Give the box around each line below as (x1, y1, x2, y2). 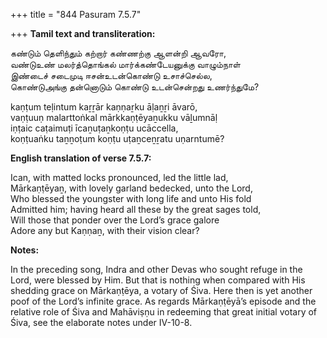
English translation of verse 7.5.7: (10, 152, 152, 164)
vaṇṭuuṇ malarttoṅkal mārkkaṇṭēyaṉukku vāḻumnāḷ (10, 112, 218, 123)
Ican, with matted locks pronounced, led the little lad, (10, 172, 229, 183)
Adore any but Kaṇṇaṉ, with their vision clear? (10, 225, 200, 236)
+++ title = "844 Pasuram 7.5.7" (10, 9, 142, 20)
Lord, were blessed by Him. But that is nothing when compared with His (10, 274, 306, 286)
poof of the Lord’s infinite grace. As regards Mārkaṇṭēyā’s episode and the (10, 295, 317, 307)
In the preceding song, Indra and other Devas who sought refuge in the (10, 264, 303, 275)
